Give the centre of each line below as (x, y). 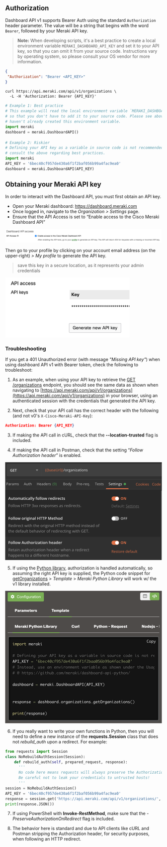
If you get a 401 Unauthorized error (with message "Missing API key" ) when (83, 359)
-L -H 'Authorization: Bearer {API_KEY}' (53, 97)
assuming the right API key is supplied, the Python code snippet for (81, 573)
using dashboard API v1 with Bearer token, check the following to (72, 365)
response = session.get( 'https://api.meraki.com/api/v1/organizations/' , (83, 799)
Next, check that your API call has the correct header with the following (85, 411)
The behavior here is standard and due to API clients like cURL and (81, 829)
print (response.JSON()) (30, 804)
